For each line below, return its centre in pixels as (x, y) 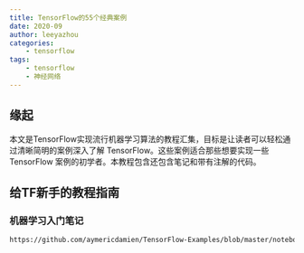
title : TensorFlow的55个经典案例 (68, 18)
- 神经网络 (43, 77)
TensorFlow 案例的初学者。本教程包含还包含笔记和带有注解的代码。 (135, 161)
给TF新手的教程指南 (65, 192)
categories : (32, 43)
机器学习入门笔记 (47, 220)
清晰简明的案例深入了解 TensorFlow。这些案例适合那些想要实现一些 (143, 150)
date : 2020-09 (36, 26)
